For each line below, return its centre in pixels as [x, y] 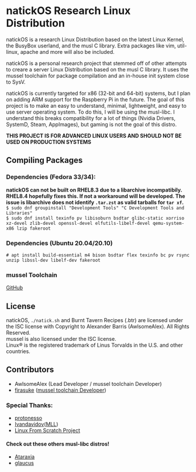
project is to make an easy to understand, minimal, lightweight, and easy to [96, 105]
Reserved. [18, 333]
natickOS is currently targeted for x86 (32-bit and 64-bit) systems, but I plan [98, 93]
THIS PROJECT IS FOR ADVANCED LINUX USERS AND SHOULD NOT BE [94, 135]
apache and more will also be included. [68, 52]
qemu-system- [168, 223]
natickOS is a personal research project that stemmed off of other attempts [97, 63]
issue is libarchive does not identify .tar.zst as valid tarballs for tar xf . [95, 202]
